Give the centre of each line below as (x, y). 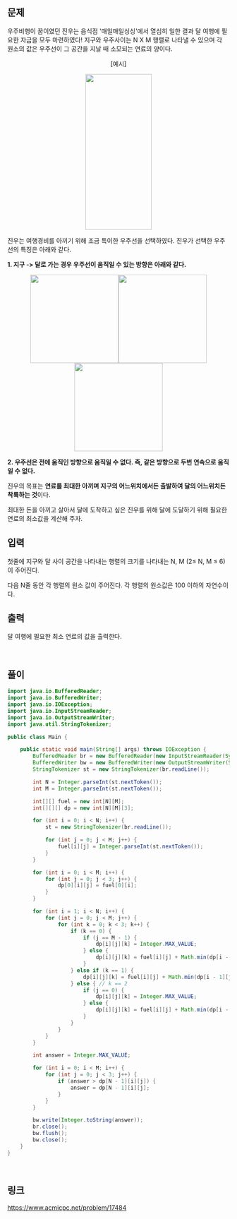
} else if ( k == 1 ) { (102, 970)
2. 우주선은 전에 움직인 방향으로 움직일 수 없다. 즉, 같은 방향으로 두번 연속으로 (112, 462)
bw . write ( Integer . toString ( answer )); (88, 1120)
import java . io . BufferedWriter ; (55, 698)
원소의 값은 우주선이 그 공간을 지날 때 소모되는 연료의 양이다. (90, 49)
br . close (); (50, 1127)
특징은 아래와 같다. (46, 249)
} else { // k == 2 (99, 983)
